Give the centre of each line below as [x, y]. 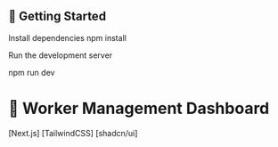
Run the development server [61, 55]
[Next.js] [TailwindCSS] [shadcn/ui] [73, 133]
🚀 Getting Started [57, 16]
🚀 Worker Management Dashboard [139, 109]
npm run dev [32, 72]
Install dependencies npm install [67, 37]
